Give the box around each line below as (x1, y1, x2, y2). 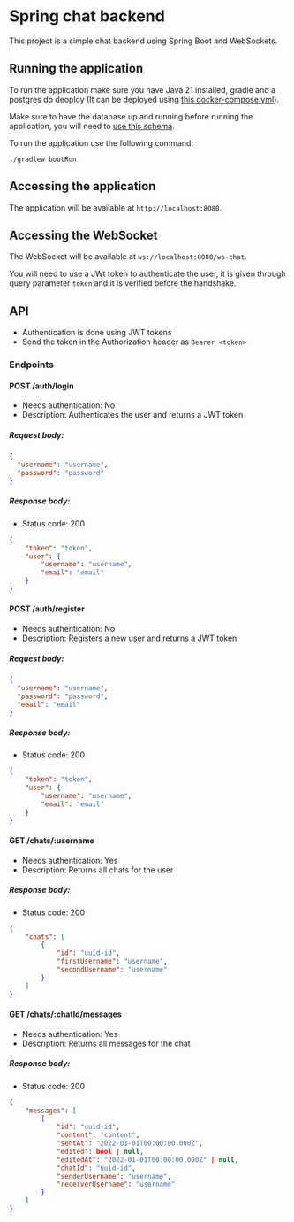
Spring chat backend (9, 6, 165, 27)
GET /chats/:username (9, 835, 94, 846)
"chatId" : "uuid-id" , (56, 1164, 137, 1172)
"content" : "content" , (56, 1131, 140, 1140)
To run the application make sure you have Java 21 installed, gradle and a (9, 84, 276, 95)
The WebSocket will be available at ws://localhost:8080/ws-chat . (9, 251, 247, 262)
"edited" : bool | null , (56, 1147, 144, 1156)
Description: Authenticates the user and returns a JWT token (21, 410, 244, 420)
